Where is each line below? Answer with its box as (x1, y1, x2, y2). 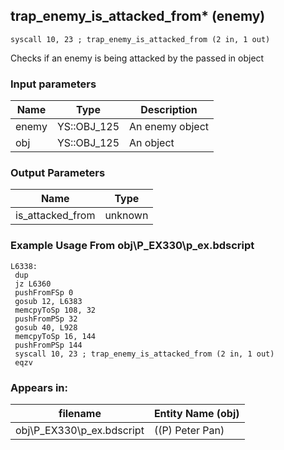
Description (140, 103, 198, 117)
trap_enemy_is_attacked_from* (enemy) (10, 8, 266, 25)
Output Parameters (10, 166, 106, 180)
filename (58, 407, 102, 420)
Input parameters (10, 77, 97, 91)
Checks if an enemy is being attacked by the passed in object (10, 52, 265, 64)
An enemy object (129, 120, 209, 134)
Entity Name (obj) (153, 407, 240, 420)
